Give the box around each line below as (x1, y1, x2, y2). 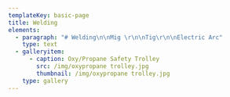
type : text (22, 41, 58, 48)
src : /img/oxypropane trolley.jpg (36, 63, 149, 70)
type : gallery (22, 77, 68, 84)
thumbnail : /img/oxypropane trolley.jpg (36, 70, 170, 77)
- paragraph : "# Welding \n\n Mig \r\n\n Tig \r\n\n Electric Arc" (15, 33, 223, 41)
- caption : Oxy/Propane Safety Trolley (28, 56, 159, 63)
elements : (8, 26, 41, 34)
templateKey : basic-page (8, 11, 89, 20)
